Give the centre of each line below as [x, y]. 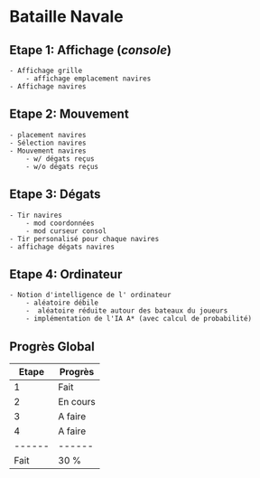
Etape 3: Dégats [55, 195]
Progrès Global [52, 347]
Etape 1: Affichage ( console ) [90, 50]
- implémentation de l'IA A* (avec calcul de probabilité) [139, 319]
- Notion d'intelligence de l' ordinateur [90, 295]
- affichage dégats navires [62, 247]
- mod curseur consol [66, 231]
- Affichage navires [48, 87]
